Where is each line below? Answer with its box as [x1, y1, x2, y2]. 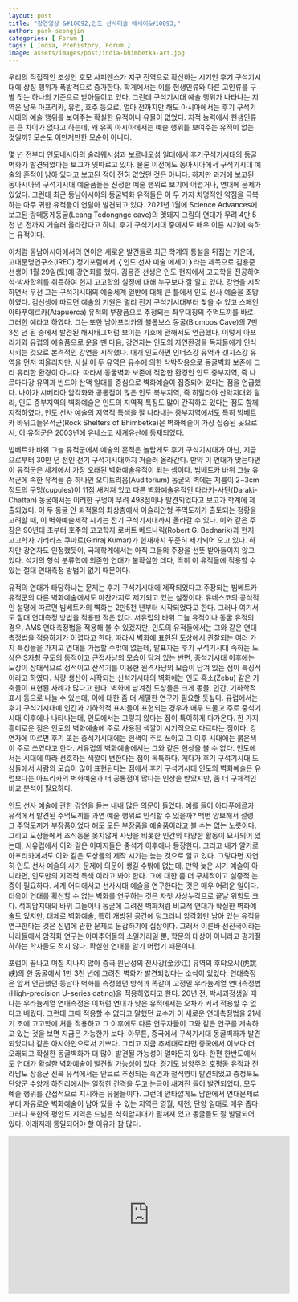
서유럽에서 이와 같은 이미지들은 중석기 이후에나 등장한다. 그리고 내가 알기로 [25, 841, 259, 850]
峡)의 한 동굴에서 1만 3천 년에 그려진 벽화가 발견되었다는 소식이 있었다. [8, 968, 229, 977]
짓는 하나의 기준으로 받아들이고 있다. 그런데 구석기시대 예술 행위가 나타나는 [16, 92, 251, 101]
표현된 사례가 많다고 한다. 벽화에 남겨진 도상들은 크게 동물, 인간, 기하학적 [29, 683, 257, 692]
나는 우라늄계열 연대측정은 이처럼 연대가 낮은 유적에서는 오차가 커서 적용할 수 [8, 998, 249, 1008]
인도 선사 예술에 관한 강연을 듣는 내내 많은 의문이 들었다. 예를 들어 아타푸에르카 [8, 800, 255, 810]
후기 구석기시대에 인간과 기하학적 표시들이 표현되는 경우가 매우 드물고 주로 [8, 703, 240, 712]
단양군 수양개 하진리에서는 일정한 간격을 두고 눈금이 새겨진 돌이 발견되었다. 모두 [8, 1079, 257, 1088]
